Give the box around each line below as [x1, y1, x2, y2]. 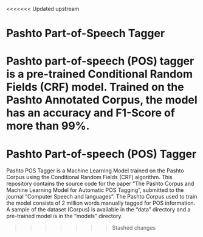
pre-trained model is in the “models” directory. [6, 213, 123, 220]
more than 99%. [6, 119, 90, 133]
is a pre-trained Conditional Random [6, 67, 193, 81]
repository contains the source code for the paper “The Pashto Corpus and [6, 180, 194, 188]
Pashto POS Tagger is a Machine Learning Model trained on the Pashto [6, 167, 184, 174]
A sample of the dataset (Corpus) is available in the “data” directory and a [6, 206, 191, 213]
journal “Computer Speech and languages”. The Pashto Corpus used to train [6, 193, 198, 200]
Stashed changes [112, 224, 156, 232]
